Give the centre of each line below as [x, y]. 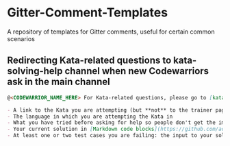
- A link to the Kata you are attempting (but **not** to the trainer [110, 110]
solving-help [35, 71]
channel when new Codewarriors [137, 71]
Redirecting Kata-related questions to [89, 61]
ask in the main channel [59, 82]
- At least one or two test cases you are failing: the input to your [110, 136]
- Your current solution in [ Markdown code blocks [81, 129]
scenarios [21, 38]
